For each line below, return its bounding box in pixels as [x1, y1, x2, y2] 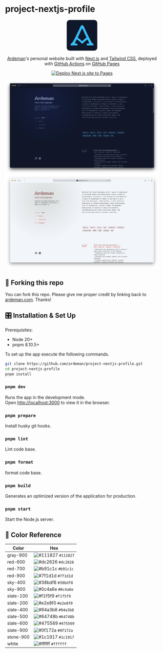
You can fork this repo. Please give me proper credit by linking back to [5, 292, 146, 297]
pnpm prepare [5, 413, 36, 418]
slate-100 [7, 593, 28, 599]
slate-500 [7, 614, 28, 620]
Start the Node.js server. [5, 516, 55, 523]
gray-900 [7, 552, 28, 558]
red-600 [7, 559, 25, 565]
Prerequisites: [5, 327, 33, 333]
